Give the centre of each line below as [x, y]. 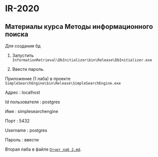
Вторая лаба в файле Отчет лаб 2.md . [43, 149]
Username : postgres [26, 130]
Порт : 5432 [18, 121]
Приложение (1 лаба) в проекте [38, 78]
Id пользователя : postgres [32, 102]
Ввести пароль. [28, 69]
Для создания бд [23, 46]
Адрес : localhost [23, 92]
